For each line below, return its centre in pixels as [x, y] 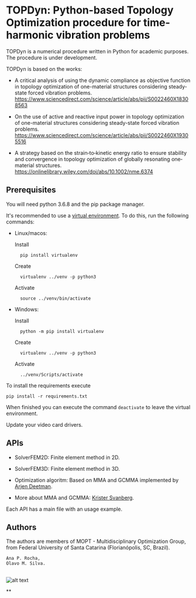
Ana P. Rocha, [23, 558]
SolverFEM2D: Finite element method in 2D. [67, 457]
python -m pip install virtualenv [62, 331]
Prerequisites [31, 190]
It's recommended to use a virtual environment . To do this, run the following [97, 215]
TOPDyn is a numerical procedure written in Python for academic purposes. [97, 51]
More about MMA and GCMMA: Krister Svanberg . [74, 497]
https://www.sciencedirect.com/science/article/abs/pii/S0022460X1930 [102, 135]
